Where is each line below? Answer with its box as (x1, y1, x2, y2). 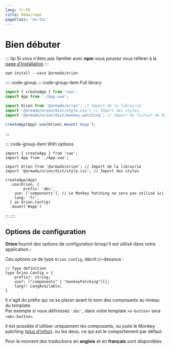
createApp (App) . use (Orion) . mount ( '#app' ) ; (5, 122, 96, 127)
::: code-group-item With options (5, 141, 74, 147)
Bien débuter (5, 39, 61, 50)
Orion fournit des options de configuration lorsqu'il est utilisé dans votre (5, 241, 156, 247)
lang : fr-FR (5, 7, 30, 13)
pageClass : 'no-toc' (5, 17, 49, 22)
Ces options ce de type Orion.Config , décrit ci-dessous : (5, 256, 124, 262)
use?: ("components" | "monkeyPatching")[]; (14, 280, 110, 285)
